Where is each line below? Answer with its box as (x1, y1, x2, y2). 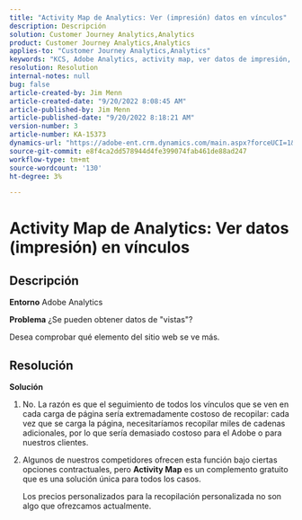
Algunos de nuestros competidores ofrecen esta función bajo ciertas (22, 454, 278, 465)
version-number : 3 (9, 122, 78, 131)
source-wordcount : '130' (9, 163, 102, 172)
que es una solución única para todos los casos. (22, 473, 201, 485)
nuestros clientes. (22, 437, 89, 448)
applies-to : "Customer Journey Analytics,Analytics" (9, 47, 211, 56)
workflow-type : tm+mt (9, 154, 91, 164)
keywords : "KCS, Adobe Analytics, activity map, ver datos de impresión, (9, 55, 292, 64)
